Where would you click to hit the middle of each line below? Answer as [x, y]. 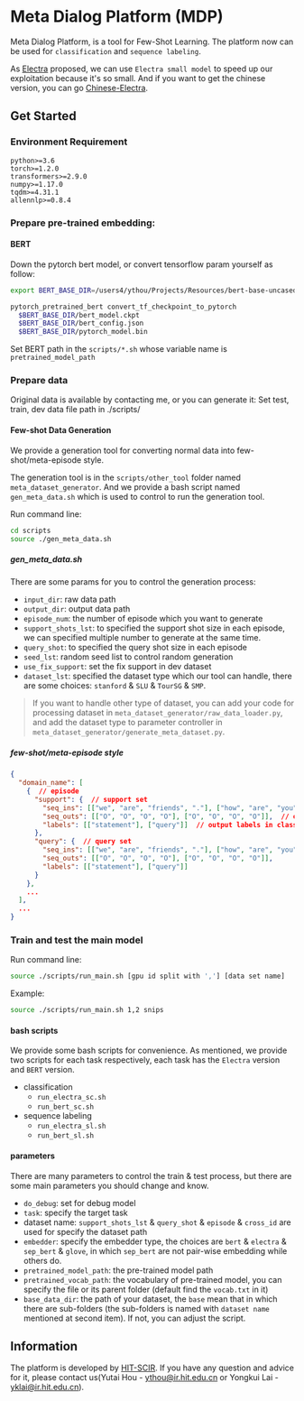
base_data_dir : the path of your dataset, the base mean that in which [150, 1299]
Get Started [43, 116]
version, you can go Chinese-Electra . [79, 88]
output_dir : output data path [77, 609]
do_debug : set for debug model [79, 1203]
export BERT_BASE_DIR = [53, 290]
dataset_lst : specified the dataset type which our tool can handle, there [157, 676]
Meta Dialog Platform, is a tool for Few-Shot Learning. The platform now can [152, 41]
